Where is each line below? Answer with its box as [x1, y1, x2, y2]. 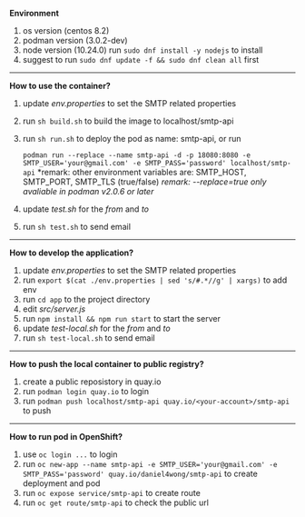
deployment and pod [22, 478, 101, 489]
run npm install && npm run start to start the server [22, 313, 221, 323]
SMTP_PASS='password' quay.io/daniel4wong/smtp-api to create [22, 468, 259, 479]
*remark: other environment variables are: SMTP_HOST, [37, 167, 247, 177]
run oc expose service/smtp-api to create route [22, 488, 202, 498]
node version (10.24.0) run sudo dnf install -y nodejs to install [22, 45, 263, 55]
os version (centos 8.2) [22, 25, 110, 35]
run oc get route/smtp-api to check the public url [22, 497, 209, 508]
